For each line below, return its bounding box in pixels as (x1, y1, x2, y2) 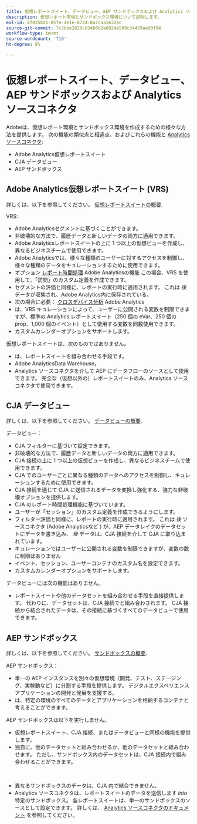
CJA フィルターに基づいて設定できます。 (14, 442, 113, 449)
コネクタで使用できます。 (14, 382, 76, 389)
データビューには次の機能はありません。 (6, 580, 104, 587)
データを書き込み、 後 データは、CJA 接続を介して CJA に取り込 (25, 530, 181, 537)
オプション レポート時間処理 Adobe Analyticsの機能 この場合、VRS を (14, 268, 184, 276)
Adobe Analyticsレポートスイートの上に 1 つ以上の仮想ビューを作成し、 (14, 239, 188, 247)
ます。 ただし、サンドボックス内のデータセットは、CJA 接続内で (19, 751, 176, 758)
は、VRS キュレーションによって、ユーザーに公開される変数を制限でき (14, 305, 185, 312)
